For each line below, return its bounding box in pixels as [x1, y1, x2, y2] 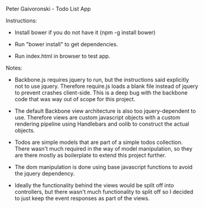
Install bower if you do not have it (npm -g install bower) [14, 29, 156, 36]
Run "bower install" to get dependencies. [14, 41, 118, 48]
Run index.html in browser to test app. [14, 52, 111, 60]
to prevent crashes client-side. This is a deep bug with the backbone [14, 89, 188, 96]
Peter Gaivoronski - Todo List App [5, 5, 91, 12]
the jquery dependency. [14, 170, 75, 177]
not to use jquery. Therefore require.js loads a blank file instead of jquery [14, 82, 199, 90]
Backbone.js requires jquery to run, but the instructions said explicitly [14, 76, 189, 83]
